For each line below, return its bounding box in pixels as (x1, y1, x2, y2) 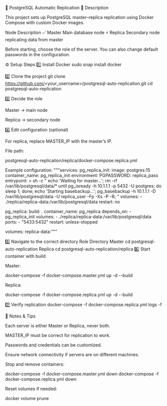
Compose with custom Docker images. (5, 20, 84, 25)
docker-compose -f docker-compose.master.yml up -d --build (5, 272, 133, 278)
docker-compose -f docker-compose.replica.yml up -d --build (5, 292, 133, 298)
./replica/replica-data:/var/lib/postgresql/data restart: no (5, 199, 120, 205)
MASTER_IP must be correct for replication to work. (5, 332, 111, 338)
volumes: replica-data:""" (5, 229, 57, 235)
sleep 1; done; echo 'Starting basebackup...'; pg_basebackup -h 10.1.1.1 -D (5, 188, 156, 194)
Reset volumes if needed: (5, 386, 57, 392)
